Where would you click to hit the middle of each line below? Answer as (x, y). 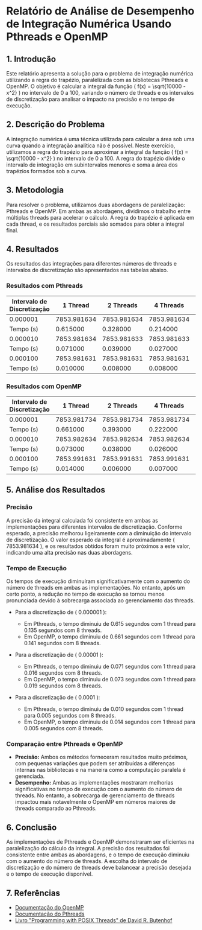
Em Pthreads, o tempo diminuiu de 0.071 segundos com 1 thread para (110, 667)
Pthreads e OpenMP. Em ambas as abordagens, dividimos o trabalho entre (99, 211)
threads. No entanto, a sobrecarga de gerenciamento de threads (95, 795)
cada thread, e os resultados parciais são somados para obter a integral (95, 224)
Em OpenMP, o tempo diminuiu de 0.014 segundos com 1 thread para (109, 722)
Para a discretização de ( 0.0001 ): (57, 698)
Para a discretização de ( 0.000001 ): (61, 612)
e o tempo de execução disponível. (50, 874)
